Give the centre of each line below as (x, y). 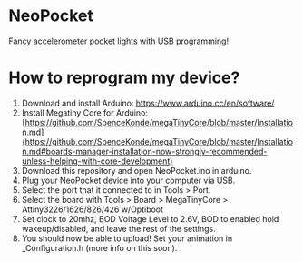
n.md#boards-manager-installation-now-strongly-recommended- (144, 151)
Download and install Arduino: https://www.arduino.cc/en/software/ (148, 103)
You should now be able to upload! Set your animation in (127, 238)
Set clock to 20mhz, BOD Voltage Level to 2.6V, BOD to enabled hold (150, 218)
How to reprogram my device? (124, 78)
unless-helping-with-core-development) (97, 161)
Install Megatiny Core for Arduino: (85, 112)
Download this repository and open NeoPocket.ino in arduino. (137, 170)
